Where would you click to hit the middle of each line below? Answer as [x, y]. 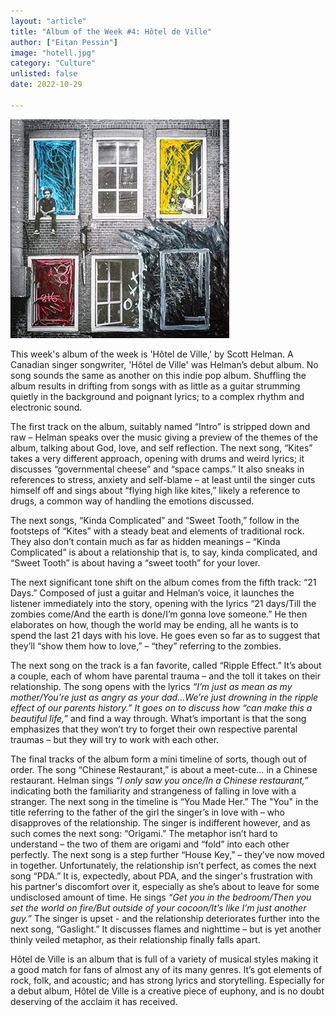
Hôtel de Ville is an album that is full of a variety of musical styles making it [164, 959]
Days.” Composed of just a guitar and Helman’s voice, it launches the [152, 592]
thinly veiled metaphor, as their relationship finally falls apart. [135, 939]
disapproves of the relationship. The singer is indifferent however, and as [160, 822]
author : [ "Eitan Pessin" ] [64, 42]
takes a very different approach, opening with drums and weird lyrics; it [157, 458]
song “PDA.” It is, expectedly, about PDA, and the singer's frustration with [161, 876]
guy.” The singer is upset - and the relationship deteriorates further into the [165, 918]
